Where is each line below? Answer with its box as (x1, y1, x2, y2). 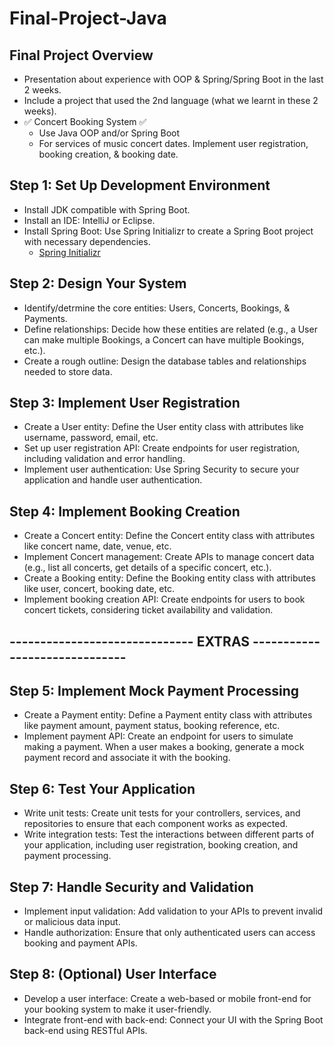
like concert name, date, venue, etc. (23, 540, 172, 552)
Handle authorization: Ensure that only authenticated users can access (23, 927, 316, 939)
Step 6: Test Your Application (9, 780, 196, 797)
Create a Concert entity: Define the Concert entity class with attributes (23, 530, 316, 542)
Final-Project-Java (9, 7, 167, 30)
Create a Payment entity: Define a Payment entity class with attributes (23, 709, 313, 721)
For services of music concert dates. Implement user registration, (38, 138, 309, 149)
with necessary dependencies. (23, 235, 151, 247)
